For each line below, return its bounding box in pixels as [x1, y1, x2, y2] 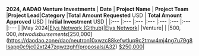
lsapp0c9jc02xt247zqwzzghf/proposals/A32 [6, 43, 116, 50]
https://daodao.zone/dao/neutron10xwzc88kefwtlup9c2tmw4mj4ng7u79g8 [8, 37, 193, 44]
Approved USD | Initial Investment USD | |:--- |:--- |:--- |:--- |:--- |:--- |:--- [6, 18, 191, 25]
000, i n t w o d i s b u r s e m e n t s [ [6, 31, 70, 38]
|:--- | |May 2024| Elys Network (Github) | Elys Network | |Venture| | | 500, [6, 24, 181, 31]
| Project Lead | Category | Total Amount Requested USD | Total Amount [6, 12, 182, 19]
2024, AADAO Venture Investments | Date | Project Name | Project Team [6, 6, 189, 12]
